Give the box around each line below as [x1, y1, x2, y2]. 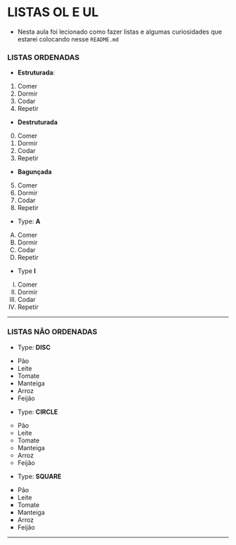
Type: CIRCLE [17, 407, 58, 416]
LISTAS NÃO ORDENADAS [7, 327, 98, 337]
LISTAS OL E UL [7, 4, 99, 20]
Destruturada [17, 118, 58, 126]
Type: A [17, 217, 41, 225]
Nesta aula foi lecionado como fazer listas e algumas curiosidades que [17, 27, 223, 36]
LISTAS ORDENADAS [7, 52, 80, 62]
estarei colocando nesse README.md [17, 34, 119, 43]
